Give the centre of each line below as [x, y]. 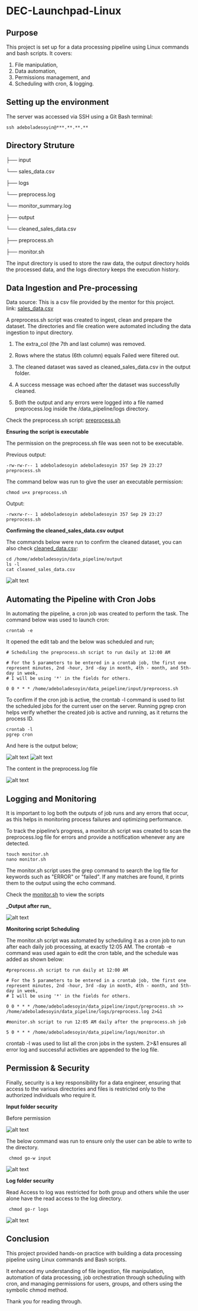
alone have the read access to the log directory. [64, 1198]
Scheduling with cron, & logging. [54, 84]
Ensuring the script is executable [48, 432]
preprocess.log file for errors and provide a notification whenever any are [95, 837]
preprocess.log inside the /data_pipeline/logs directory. [82, 409]
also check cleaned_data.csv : [42, 549]
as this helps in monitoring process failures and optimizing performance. [94, 819]
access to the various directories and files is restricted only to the [86, 1089]
